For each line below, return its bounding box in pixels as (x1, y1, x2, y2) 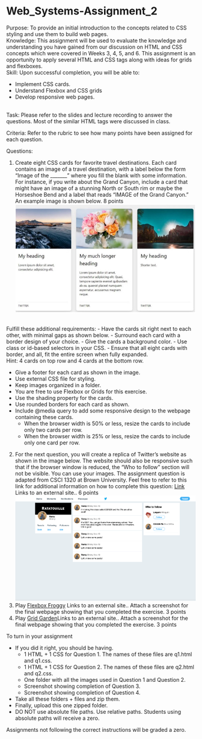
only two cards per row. (23, 426, 83, 434)
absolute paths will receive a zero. (14, 714, 100, 722)
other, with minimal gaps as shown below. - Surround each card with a (6, 332, 180, 339)
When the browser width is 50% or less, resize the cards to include (23, 420, 191, 428)
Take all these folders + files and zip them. (14, 696, 120, 703)
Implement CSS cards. (14, 80, 71, 88)
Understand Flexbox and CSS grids (14, 87, 102, 94)
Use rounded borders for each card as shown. (14, 401, 130, 408)
